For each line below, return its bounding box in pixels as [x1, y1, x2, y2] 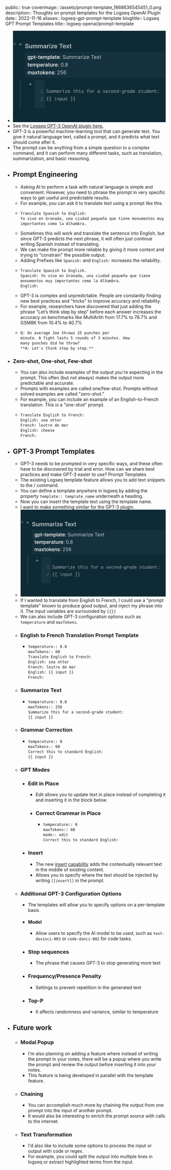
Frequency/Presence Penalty [27, 973, 102, 980]
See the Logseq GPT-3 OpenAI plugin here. [12, 123, 104, 129]
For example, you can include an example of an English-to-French [20, 396, 159, 403]
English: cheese [20, 428, 55, 433]
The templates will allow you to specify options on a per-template [27, 902, 165, 908]
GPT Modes [20, 766, 50, 773]
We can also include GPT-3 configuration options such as [20, 613, 141, 620]
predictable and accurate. [20, 380, 75, 386]
